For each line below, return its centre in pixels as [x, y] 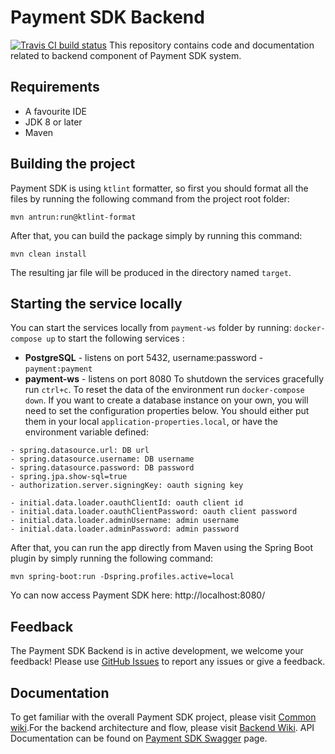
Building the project [73, 164]
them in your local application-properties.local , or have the [151, 422]
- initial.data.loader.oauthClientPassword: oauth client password [154, 512]
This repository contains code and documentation [211, 45]
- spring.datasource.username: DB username [102, 459]
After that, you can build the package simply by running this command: [156, 235]
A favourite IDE [55, 111]
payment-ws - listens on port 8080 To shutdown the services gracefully [174, 379]
